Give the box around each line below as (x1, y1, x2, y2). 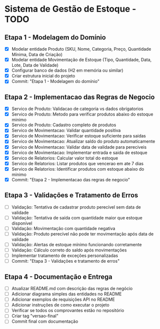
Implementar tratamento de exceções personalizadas (11, 252, 118, 259)
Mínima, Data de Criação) (11, 52, 63, 58)
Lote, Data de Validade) (11, 62, 59, 68)
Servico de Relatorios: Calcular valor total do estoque (11, 155, 118, 161)
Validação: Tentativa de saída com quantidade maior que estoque (11, 214, 143, 220)
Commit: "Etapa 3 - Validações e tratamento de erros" (11, 258, 120, 264)
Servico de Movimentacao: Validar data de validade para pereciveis (11, 144, 147, 150)
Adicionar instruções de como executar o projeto (11, 302, 110, 308)
